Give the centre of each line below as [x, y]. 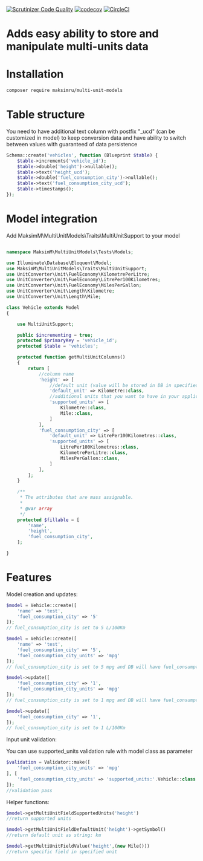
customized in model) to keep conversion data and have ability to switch [96, 138]
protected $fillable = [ [48, 520]
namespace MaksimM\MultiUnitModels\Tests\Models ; [70, 252]
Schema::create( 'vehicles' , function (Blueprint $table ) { [82, 155]
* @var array [36, 508]
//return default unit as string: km [54, 835]
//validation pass [29, 790]
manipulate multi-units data [78, 47]
